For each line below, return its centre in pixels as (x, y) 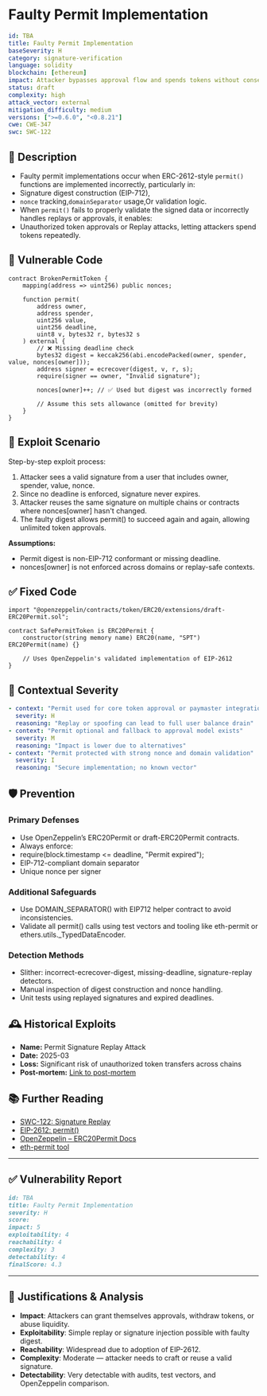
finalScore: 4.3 (35, 1264)
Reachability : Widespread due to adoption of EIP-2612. (110, 1350)
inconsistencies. (46, 918)
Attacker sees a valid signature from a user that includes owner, (124, 477)
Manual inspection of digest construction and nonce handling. (121, 989)
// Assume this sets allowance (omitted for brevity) (128, 404)
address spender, (65, 313)
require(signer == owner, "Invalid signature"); (119, 376)
